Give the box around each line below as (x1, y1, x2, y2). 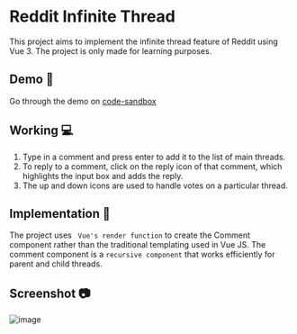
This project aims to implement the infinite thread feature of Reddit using (9, 36, 279, 47)
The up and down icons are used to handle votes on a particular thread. (22, 180, 288, 191)
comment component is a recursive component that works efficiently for (9, 249, 276, 260)
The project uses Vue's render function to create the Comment (9, 230, 250, 240)
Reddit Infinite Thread (9, 6, 175, 27)
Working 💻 (9, 123, 74, 139)
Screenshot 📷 (9, 285, 92, 301)
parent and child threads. (9, 258, 103, 269)
